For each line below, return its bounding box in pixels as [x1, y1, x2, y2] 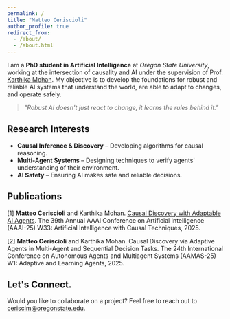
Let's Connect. [7, 279, 72, 291]
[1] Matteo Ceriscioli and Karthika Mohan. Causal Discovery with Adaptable [7, 209, 221, 217]
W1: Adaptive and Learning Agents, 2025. [7, 258, 125, 267]
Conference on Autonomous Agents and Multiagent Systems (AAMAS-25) [7, 252, 216, 260]
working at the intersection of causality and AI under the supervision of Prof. [7, 68, 223, 76]
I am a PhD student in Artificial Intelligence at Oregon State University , [7, 61, 209, 69]
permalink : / [7, 10, 45, 17]
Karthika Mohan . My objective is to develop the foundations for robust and [7, 76, 218, 83]
